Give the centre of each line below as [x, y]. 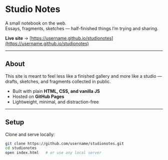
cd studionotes [21, 148]
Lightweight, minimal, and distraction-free [55, 102]
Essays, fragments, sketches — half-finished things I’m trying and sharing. [82, 28]
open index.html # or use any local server [53, 153]
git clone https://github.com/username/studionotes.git [64, 143]
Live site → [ [18, 38]
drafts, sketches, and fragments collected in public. [58, 81]
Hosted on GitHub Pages [38, 96]
